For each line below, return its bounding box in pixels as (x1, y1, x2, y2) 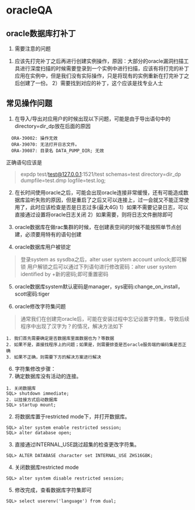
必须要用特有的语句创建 (25, 230, 82, 238)
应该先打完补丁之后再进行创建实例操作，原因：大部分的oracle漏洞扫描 (14, 58, 184, 65)
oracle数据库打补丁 (6, 28, 76, 38)
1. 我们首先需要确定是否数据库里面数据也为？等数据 (6, 335, 114, 341)
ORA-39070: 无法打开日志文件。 (11, 142, 80, 147)
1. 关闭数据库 (6, 385, 36, 391)
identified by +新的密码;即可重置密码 (20, 270, 108, 277)
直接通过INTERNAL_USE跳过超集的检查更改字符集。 (14, 441, 140, 448)
